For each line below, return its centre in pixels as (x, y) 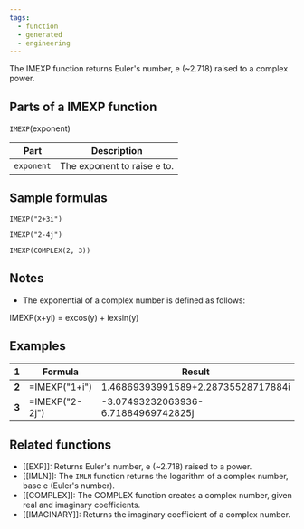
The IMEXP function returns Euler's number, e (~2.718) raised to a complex (149, 69)
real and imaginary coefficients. (81, 505)
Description (117, 151)
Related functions (61, 444)
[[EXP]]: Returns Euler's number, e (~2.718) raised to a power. (137, 467)
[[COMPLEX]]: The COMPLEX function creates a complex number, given (157, 496)
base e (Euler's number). (69, 486)
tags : (19, 18)
